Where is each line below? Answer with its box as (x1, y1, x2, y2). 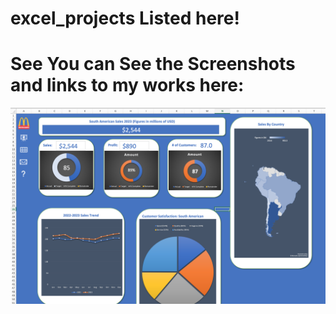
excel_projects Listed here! (10, 7, 240, 30)
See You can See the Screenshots (10, 53, 296, 76)
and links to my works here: (10, 74, 245, 97)
